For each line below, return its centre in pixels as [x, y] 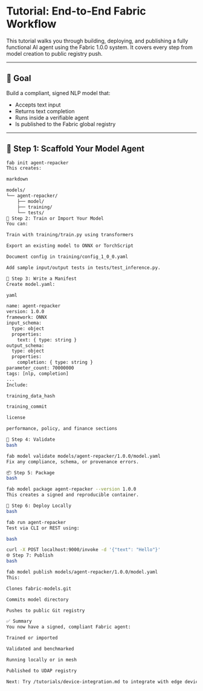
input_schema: [24, 323]
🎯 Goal [19, 78]
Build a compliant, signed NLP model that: [58, 93]
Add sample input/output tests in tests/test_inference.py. [84, 268]
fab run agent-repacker [36, 522]
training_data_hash [31, 396]
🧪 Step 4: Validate [31, 440]
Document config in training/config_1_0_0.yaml [67, 257]
